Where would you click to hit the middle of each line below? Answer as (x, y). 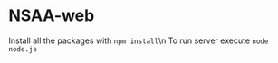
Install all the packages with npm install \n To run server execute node (139, 40)
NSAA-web (52, 16)
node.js (23, 49)
